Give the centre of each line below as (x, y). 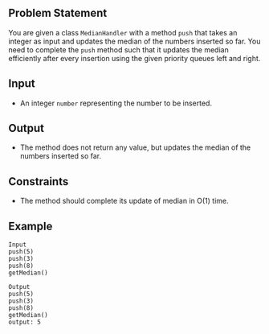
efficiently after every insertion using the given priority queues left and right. (134, 58)
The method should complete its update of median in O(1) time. (124, 201)
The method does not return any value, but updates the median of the (135, 147)
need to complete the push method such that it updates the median (118, 49)
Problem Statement (58, 13)
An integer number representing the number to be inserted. (116, 103)
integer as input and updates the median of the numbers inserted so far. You (134, 41)
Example (31, 226)
